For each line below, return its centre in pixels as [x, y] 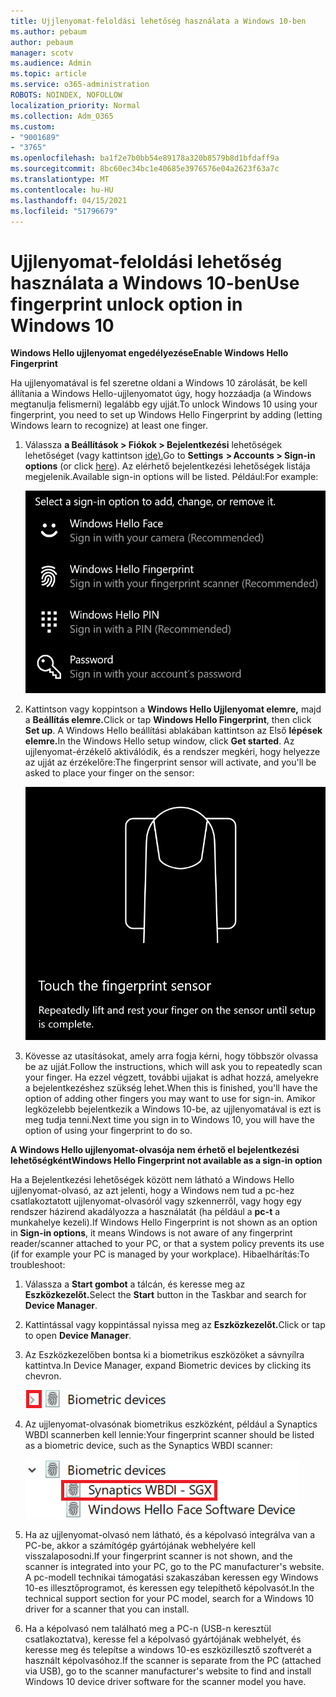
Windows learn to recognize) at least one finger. [109, 426]
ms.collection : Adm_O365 [62, 116]
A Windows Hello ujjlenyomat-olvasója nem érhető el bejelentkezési [155, 1149]
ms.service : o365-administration [80, 85]
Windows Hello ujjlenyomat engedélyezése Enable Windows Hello [149, 353]
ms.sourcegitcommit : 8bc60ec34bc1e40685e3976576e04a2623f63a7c [145, 169]
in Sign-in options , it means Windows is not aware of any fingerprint [151, 1232]
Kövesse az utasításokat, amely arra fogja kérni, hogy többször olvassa [171, 1056]
